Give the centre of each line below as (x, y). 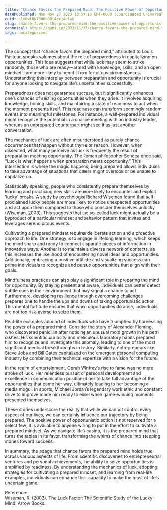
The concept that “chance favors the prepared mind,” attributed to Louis (79, 51)
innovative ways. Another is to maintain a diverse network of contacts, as (80, 249)
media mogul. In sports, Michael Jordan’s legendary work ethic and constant (83, 389)
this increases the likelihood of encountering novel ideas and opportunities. (82, 254)
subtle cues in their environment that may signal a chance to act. (71, 290)
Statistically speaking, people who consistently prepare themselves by (77, 186)
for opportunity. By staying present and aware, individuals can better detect (83, 285)
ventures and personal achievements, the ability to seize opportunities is (79, 461)
